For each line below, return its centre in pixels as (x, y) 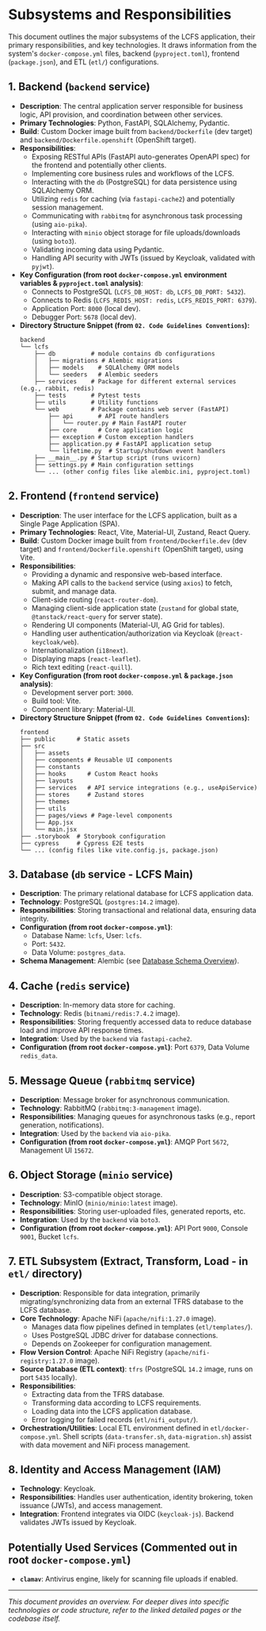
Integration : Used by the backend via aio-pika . (95, 1133)
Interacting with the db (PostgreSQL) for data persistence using (134, 182)
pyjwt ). (43, 266)
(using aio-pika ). (59, 224)
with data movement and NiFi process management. (105, 1444)
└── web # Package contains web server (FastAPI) (132, 409)
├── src (32, 746)
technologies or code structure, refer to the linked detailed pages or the (125, 1610)
